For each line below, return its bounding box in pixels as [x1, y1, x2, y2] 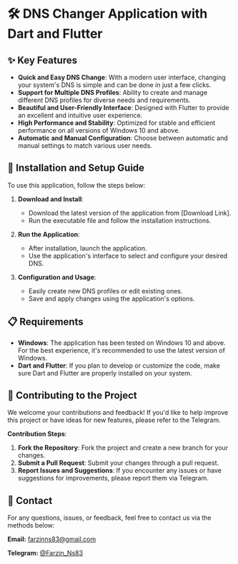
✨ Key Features [7, 54, 77, 66]
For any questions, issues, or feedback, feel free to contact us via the [7, 513, 212, 522]
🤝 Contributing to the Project [7, 390, 137, 402]
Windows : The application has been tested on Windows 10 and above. [17, 338, 227, 347]
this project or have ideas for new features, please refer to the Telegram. [7, 416, 221, 425]
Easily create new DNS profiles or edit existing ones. [28, 286, 183, 295]
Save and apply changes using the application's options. [28, 294, 195, 303]
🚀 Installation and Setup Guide [7, 162, 145, 174]
